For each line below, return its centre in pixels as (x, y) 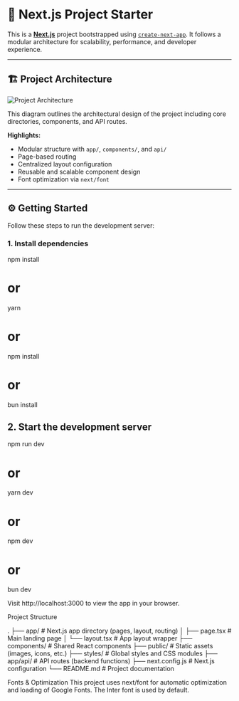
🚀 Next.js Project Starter (80, 15)
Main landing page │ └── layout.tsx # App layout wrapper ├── (100, 638)
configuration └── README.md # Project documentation (91, 669)
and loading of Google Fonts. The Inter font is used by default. (99, 690)
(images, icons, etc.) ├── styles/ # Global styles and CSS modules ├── (113, 653)
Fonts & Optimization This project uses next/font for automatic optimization (117, 682)
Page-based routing (47, 157)
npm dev (20, 541)
